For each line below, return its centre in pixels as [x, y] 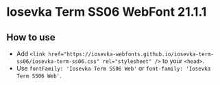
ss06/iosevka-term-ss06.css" [58, 62]
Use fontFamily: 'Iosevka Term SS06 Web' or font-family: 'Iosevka [113, 68]
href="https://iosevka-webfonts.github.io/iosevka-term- [131, 54]
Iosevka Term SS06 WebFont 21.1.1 [107, 12]
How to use [31, 37]
